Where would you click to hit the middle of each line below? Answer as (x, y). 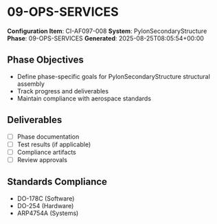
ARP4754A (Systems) (48, 213)
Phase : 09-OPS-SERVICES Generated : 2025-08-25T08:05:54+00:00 (106, 38)
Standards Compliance (57, 182)
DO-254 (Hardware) (45, 205)
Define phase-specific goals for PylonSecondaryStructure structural (114, 76)
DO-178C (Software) (46, 198)
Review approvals (42, 159)
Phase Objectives (45, 60)
